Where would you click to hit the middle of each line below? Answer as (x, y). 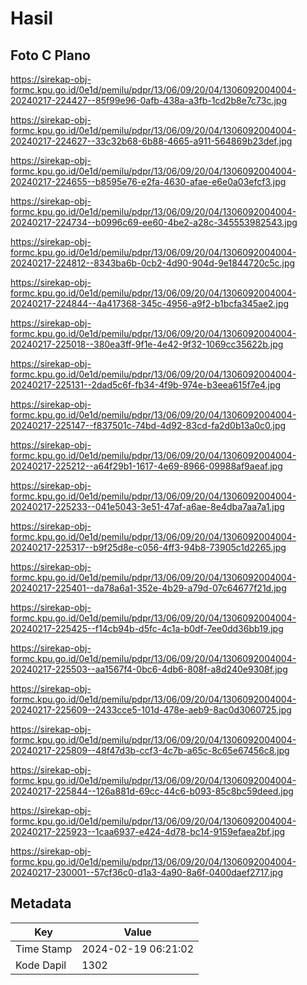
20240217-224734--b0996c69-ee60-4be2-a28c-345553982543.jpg (154, 222)
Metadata (41, 903)
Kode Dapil (41, 965)
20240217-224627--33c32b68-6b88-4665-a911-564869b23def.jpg (151, 141)
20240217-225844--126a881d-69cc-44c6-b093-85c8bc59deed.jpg (152, 791)
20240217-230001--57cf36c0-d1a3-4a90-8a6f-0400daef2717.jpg (146, 872)
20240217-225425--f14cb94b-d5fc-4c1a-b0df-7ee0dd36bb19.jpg (147, 628)
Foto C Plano (50, 55)
